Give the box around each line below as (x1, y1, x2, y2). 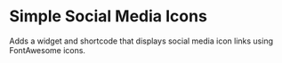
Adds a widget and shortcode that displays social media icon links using (9, 35, 274, 46)
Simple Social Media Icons (9, 6, 207, 27)
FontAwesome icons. (9, 44, 86, 55)
